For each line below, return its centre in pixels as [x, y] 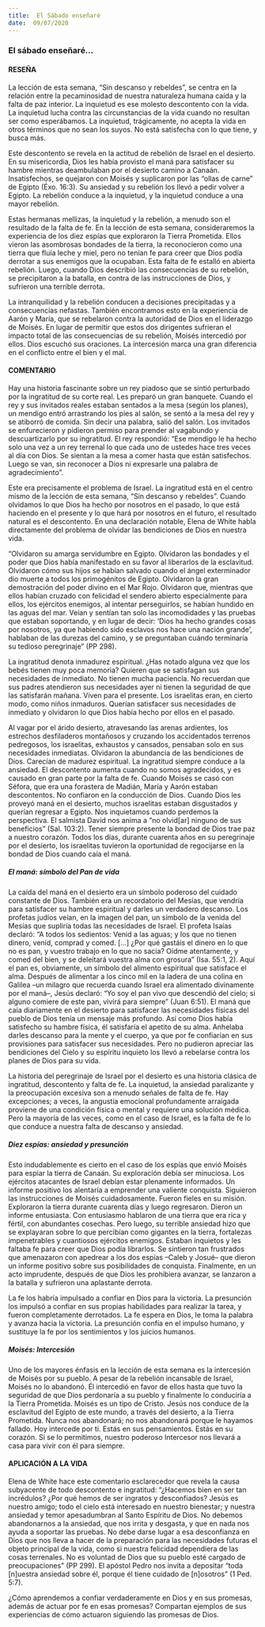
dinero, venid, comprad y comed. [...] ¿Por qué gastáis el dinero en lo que [128, 942]
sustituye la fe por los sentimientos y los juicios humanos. [102, 1331]
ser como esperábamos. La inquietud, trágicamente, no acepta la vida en [127, 121]
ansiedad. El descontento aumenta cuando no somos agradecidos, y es [125, 769]
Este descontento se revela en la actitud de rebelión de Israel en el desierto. [132, 153]
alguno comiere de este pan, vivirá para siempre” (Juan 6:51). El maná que [129, 1001]
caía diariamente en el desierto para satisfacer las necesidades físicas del [129, 1010]
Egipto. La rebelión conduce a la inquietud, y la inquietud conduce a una [126, 195]
